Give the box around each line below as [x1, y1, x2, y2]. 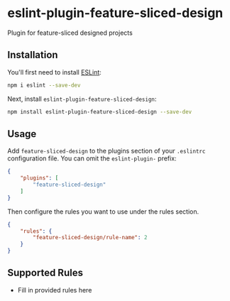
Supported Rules [7, 267, 84, 279]
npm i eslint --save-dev [7, 82, 81, 89]
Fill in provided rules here [17, 285, 92, 294]
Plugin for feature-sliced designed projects [7, 28, 133, 37]
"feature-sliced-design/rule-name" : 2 [33, 234, 148, 241]
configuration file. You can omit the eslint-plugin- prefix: [7, 154, 177, 163]
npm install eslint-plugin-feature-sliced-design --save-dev [7, 108, 192, 115]
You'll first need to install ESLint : [7, 67, 102, 76]
